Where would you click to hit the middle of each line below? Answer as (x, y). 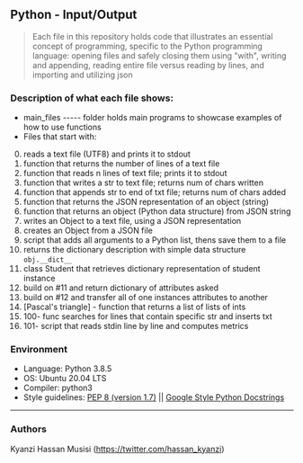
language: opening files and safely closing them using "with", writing (159, 55)
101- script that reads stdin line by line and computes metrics (136, 326)
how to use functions (62, 127)
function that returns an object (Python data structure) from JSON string (157, 211)
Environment (39, 350)
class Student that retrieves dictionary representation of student (142, 269)
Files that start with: (60, 137)
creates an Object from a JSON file (88, 231)
